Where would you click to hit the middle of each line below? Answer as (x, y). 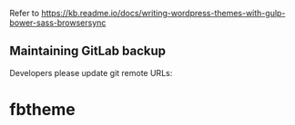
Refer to (24, 13)
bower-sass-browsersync (58, 23)
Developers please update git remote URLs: (91, 72)
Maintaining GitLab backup (88, 51)
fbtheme (42, 110)
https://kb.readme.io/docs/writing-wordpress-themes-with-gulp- (163, 13)
